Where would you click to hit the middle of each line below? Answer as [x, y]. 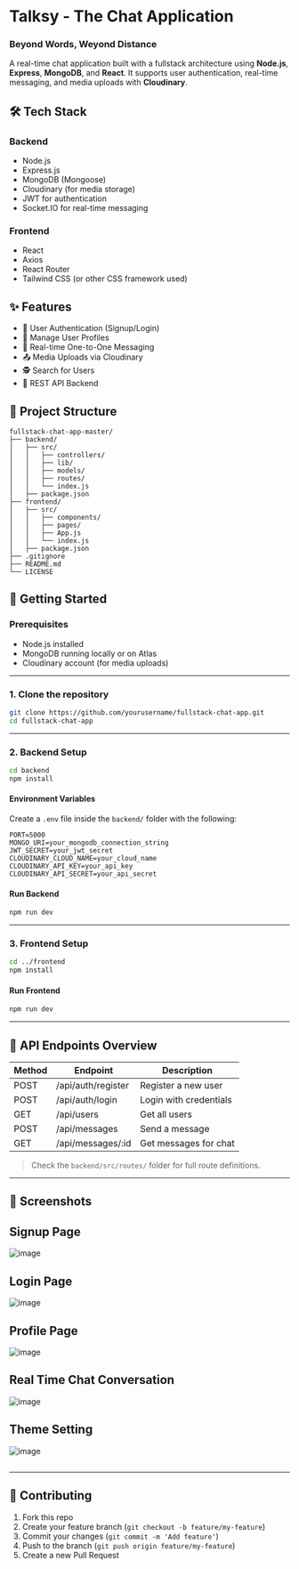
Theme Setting [51, 1430]
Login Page [41, 1281]
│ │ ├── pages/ [45, 526]
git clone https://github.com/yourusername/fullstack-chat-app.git [137, 713]
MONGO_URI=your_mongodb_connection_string [89, 843]
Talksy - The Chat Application [121, 16]
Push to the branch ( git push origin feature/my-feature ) [129, 1545]
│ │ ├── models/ [48, 471]
